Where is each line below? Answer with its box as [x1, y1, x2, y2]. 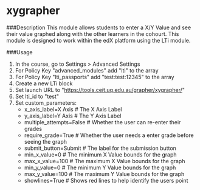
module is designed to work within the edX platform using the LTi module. [6, 37, 191, 44]
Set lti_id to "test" [15, 93, 60, 100]
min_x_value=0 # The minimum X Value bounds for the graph [24, 150, 178, 158]
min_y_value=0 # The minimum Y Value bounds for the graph [24, 164, 176, 171]
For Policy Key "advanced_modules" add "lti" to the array [15, 66, 159, 74]
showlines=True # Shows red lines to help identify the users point [24, 177, 188, 184]
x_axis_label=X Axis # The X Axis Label [24, 105, 122, 113]
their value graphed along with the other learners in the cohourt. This [6, 30, 179, 37]
